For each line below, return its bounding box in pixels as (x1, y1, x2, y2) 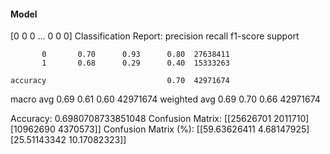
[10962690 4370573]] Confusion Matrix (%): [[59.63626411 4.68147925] (10, 123, 310, 135)
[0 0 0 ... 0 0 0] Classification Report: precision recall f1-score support (10, 30, 300, 42)
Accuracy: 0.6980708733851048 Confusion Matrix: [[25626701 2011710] (10, 113, 310, 125)
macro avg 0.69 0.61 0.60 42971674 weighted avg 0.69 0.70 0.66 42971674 (10, 93, 321, 105)
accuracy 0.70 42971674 (10, 76, 230, 86)
